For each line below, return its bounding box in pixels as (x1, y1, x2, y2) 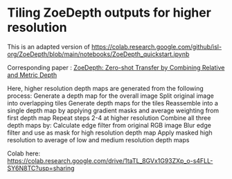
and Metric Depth (7, 71, 57, 79)
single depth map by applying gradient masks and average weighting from (7, 106, 220, 114)
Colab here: (7, 149, 41, 157)
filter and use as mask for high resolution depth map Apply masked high (7, 128, 213, 137)
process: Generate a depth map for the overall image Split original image (7, 92, 215, 100)
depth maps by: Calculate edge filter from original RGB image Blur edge (7, 121, 211, 129)
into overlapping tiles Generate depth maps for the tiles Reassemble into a (7, 99, 218, 107)
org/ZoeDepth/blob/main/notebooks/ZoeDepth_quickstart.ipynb (7, 50, 190, 58)
